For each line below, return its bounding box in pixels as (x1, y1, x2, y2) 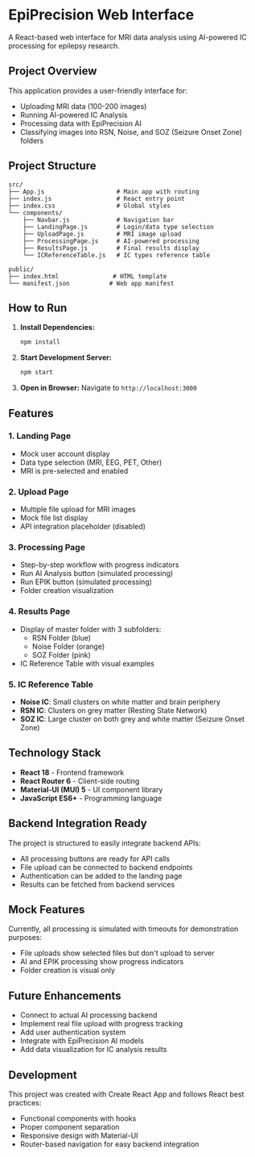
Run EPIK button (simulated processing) (19, 577, 153, 587)
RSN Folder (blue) (31, 633, 91, 642)
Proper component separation (19, 1122, 120, 1132)
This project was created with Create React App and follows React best (8, 1089, 245, 1099)
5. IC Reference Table (8, 679, 94, 690)
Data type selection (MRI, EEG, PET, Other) (19, 457, 162, 467)
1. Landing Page (8, 430, 71, 441)
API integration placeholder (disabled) (19, 522, 146, 532)
